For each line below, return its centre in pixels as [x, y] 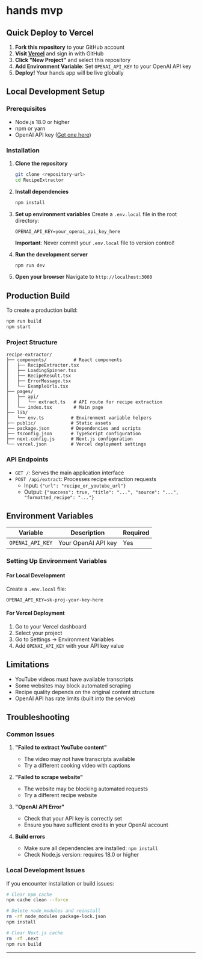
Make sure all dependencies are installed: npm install [91, 848]
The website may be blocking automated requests [86, 789]
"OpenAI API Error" [40, 807]
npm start [19, 327]
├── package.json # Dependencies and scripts [74, 429]
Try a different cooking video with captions [77, 766]
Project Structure [32, 342]
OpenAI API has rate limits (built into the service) [75, 698]
